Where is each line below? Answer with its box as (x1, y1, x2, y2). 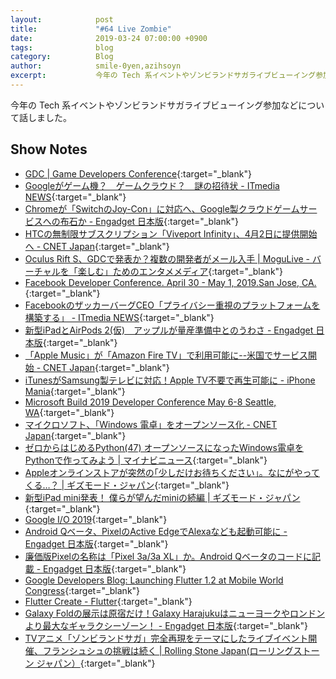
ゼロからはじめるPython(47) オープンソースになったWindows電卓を (24, 441, 304, 453)
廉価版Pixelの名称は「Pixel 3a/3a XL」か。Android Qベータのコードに (24, 550, 312, 562)
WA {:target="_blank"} (24, 406, 115, 418)
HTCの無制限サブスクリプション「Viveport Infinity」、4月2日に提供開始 (24, 227, 318, 240)
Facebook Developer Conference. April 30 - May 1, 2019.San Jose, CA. (24, 276, 317, 288)
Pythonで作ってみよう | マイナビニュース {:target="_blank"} (24, 454, 268, 466)
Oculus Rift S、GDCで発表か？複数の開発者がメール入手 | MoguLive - (24, 252, 311, 265)
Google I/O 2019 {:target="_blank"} (24, 513, 168, 525)
